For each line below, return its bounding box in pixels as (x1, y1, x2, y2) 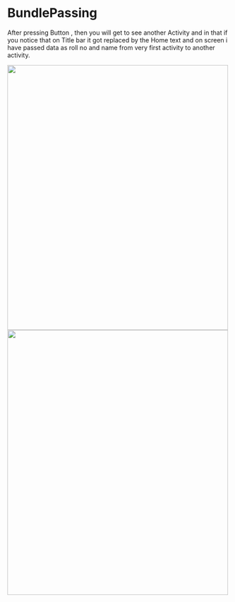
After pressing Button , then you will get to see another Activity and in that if (7, 28, 228, 37)
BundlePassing (7, 5, 97, 21)
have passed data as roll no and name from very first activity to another (7, 43, 215, 52)
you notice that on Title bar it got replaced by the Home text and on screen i (7, 35, 228, 44)
